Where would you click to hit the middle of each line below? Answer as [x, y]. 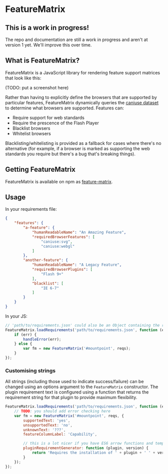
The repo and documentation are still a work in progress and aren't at [77, 39]
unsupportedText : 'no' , [48, 425]
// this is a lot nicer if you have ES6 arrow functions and [88, 444]
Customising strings [30, 371]
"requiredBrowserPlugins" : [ [62, 270]
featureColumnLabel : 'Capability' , [60, 435]
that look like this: [23, 78]
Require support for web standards [48, 117]
